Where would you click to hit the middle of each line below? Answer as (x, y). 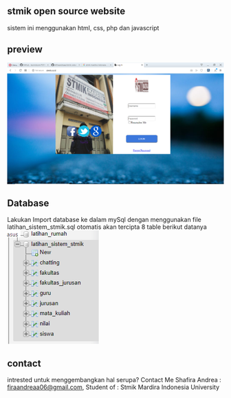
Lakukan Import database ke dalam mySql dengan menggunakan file (104, 220)
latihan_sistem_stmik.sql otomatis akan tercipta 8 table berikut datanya (107, 227)
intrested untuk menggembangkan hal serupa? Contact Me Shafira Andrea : (114, 380)
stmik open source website (66, 11)
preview (25, 50)
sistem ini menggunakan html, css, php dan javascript (83, 27)
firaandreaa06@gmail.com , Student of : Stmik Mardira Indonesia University (113, 387)
